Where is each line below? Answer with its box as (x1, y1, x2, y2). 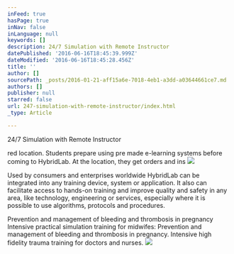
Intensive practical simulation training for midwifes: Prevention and (7, 222, 202, 231)
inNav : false (7, 23, 46, 31)
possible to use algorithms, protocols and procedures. (7, 201, 165, 209)
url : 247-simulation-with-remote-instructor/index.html (7, 103, 176, 110)
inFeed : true (7, 10, 46, 18)
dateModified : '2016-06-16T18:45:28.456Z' (7, 57, 135, 64)
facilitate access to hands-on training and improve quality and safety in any (7, 186, 228, 194)
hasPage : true (7, 17, 50, 24)
